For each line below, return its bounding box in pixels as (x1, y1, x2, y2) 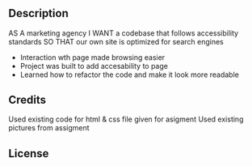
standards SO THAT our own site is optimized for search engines (8, 36, 224, 46)
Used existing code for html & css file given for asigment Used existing (8, 114, 244, 124)
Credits (8, 93, 47, 107)
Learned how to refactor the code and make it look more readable (19, 70, 240, 79)
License (8, 147, 49, 160)
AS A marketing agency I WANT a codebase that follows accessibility (8, 28, 239, 38)
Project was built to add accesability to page (19, 61, 168, 70)
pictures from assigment (8, 123, 90, 133)
